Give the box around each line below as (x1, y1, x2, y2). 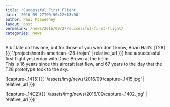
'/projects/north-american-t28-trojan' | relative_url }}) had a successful (12, 50, 161, 56)
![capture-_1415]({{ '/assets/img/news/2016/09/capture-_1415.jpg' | (5, 76, 145, 82)
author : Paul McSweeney (5, 17, 56, 22)
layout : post (5, 21, 33, 27)
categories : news (5, 31, 42, 36)
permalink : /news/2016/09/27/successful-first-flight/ (5, 26, 124, 31)
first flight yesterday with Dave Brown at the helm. (5, 56, 110, 61)
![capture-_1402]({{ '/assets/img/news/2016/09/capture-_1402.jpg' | (5, 91, 147, 97)
